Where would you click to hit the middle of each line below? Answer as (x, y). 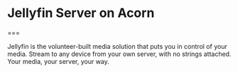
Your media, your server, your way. (59, 61)
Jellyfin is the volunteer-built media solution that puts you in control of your (117, 46)
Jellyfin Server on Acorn (81, 13)
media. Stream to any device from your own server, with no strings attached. (119, 54)
